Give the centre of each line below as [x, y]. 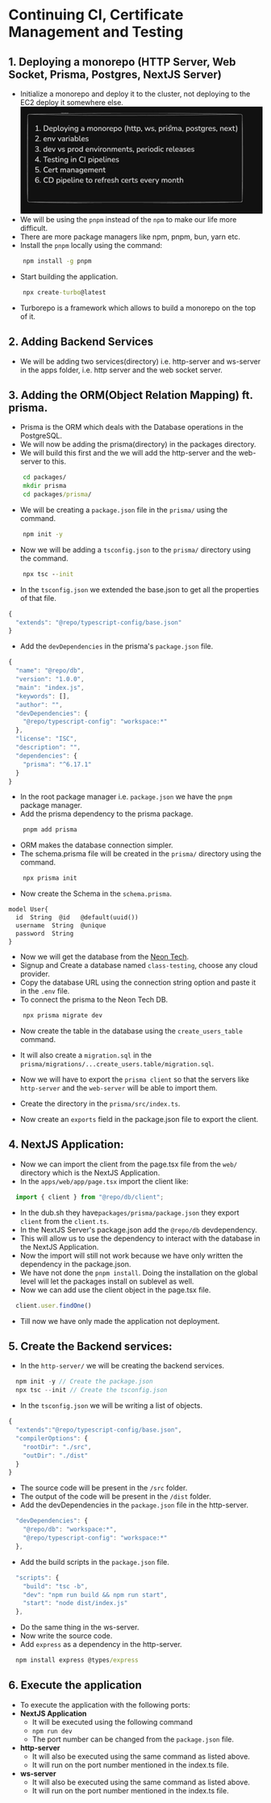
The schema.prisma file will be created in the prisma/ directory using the [141, 854]
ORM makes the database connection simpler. [96, 845]
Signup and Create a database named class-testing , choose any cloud [139, 965]
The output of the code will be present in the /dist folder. [115, 1497]
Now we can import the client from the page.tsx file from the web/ [129, 1164]
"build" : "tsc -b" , [56, 1586]
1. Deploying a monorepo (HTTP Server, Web [122, 62]
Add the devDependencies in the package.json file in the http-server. [134, 1505]
